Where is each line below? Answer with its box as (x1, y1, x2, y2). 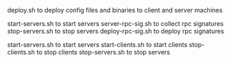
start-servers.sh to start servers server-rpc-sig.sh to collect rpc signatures (7, 20, 224, 27)
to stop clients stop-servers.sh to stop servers (36, 48, 171, 56)
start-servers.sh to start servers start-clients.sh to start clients (7, 41, 187, 48)
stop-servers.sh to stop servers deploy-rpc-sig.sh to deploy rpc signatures (7, 27, 225, 35)
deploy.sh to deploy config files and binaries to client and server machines (7, 6, 223, 14)
